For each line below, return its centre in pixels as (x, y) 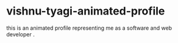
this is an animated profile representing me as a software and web (89, 28)
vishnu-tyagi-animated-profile (86, 11)
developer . (20, 34)
